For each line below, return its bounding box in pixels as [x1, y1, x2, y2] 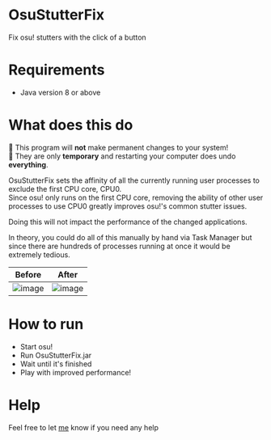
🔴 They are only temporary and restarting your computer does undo [8, 151, 236, 161]
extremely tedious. [8, 249, 70, 260]
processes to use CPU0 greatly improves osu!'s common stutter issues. [8, 201, 248, 211]
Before [15, 269, 42, 280]
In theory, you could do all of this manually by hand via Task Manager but [8, 232, 252, 242]
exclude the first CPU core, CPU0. [8, 184, 122, 193]
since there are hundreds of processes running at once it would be [8, 241, 231, 251]
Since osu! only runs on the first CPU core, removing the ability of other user [8, 192, 264, 202]
